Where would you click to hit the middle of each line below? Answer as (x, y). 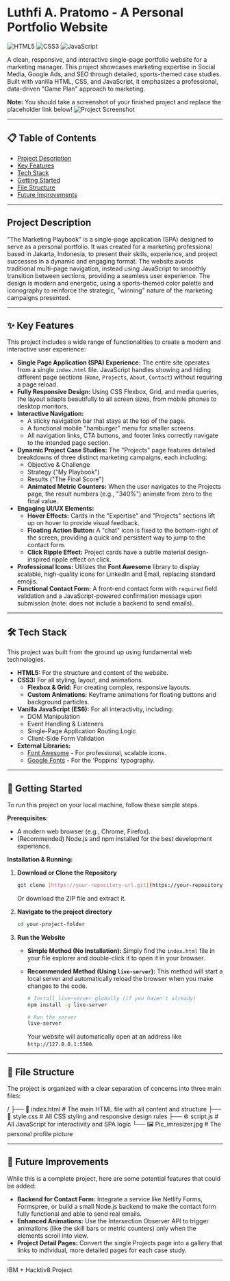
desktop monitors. (42, 406)
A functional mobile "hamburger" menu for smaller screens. (111, 428)
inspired (39, 559)
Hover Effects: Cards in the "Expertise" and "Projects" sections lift (121, 516)
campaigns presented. (39, 297)
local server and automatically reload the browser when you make (120, 978)
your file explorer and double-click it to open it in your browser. (116, 958)
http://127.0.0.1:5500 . (60, 1044)
